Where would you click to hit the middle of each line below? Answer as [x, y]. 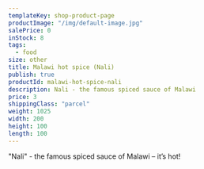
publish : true [32, 75]
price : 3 [23, 97]
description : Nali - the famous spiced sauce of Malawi [102, 89]
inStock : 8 [26, 38]
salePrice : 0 [30, 30]
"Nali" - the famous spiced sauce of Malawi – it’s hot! [94, 156]
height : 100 [28, 126]
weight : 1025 [30, 112]
